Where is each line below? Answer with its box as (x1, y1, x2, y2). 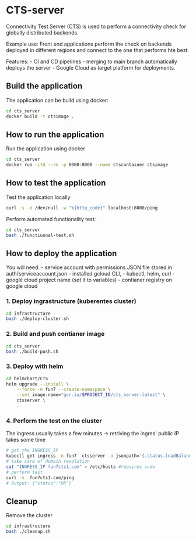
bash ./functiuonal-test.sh (6, 232, 75, 238)
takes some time (6, 436, 45, 443)
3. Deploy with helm (6, 362, 64, 370)
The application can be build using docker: (6, 97, 109, 104)
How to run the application (6, 129, 104, 139)
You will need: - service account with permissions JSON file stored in (6, 264, 173, 271)
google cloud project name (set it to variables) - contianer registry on (6, 276, 172, 284)
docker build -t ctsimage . (6, 113, 75, 119)
